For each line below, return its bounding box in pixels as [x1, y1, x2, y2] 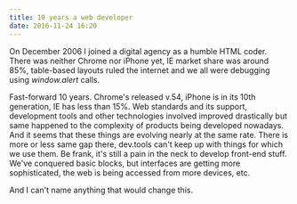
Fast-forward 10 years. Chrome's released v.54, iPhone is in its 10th [9, 91, 256, 102]
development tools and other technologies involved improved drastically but [9, 110, 287, 121]
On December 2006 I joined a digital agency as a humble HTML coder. [9, 45, 268, 56]
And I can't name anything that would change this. [9, 184, 194, 195]
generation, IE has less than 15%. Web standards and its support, [9, 101, 247, 111]
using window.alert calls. [9, 74, 100, 85]
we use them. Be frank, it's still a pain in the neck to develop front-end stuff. [9, 148, 287, 159]
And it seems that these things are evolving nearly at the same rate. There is [9, 129, 289, 140]
